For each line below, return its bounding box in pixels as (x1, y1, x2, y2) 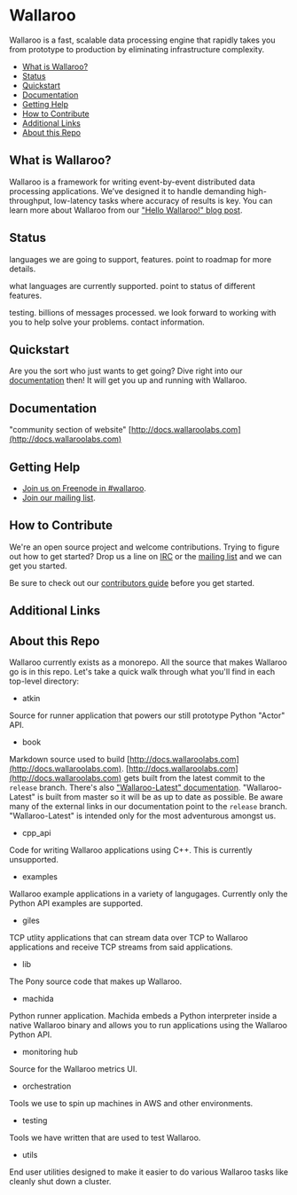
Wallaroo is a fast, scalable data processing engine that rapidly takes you (9, 35, 276, 45)
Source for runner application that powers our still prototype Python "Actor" (9, 710, 285, 721)
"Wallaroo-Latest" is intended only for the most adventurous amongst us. (9, 810, 277, 821)
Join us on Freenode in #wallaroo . (21, 483, 146, 493)
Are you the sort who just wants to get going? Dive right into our (9, 365, 243, 377)
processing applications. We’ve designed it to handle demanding (9, 185, 246, 196)
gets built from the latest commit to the (123, 773, 266, 784)
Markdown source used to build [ (9, 754, 130, 765)
